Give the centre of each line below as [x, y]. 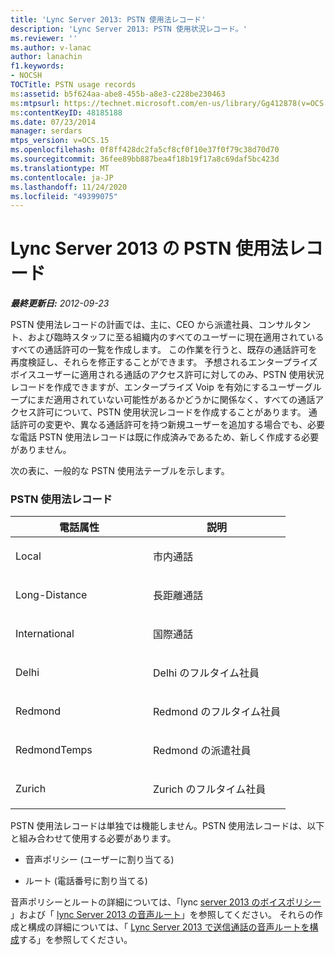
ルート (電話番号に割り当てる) [86, 881]
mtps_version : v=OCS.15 [60, 141]
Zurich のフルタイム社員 [210, 789]
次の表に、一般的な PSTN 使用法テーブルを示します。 [120, 471]
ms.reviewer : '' [44, 38]
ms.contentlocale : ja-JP [62, 177]
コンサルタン [285, 325]
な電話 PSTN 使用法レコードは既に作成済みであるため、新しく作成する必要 [165, 437]
